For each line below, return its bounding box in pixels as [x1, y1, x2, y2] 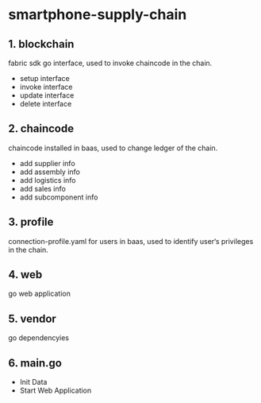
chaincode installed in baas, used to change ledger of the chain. [8, 143, 218, 153]
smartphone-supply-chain [8, 6, 187, 24]
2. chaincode [8, 122, 74, 136]
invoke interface [19, 82, 73, 91]
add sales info [19, 184, 66, 193]
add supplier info [19, 158, 75, 168]
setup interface [19, 74, 70, 83]
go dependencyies [8, 333, 70, 343]
